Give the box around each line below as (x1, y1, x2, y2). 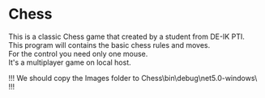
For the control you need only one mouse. (8, 49, 148, 58)
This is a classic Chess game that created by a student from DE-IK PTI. (8, 32, 245, 41)
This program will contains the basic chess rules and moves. (8, 40, 211, 49)
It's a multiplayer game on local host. (8, 58, 131, 67)
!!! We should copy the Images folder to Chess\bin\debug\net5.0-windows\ (8, 73, 258, 83)
